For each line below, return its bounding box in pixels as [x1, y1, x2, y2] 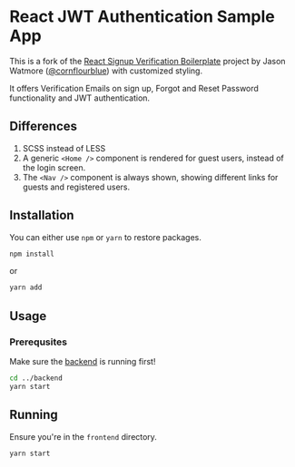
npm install [9, 249, 54, 258]
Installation [9, 208, 74, 223]
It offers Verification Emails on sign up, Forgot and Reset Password [9, 83, 259, 93]
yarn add [9, 283, 43, 292]
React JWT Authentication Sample [9, 6, 275, 27]
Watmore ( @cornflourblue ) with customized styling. [9, 65, 202, 76]
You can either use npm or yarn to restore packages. [9, 231, 202, 242]
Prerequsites [9, 336, 68, 348]
